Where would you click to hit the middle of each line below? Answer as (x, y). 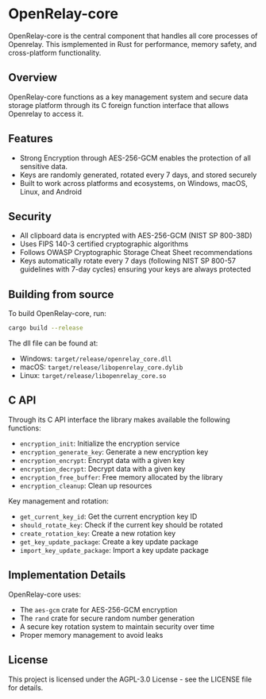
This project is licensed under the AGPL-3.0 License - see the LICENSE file (130, 679)
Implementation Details (67, 575)
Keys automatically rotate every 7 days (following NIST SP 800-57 (128, 261)
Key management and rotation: (59, 500)
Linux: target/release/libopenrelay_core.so (93, 376)
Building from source (61, 294)
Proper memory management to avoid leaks (91, 635)
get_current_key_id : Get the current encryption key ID (108, 516)
